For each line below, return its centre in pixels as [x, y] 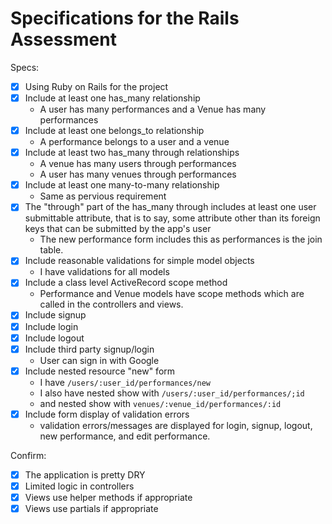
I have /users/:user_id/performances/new [125, 382]
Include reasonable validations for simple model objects [139, 261]
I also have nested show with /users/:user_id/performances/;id [172, 393]
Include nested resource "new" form [100, 371]
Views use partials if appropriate [91, 508]
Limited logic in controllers [79, 486]
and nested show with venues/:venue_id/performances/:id [160, 403]
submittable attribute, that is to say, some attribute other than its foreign [172, 218]
